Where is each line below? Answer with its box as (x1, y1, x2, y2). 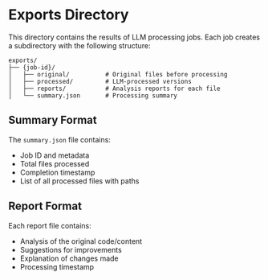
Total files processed (19, 159, 90, 168)
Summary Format (8, 113, 98, 127)
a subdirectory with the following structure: (8, 40, 151, 50)
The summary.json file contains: (8, 134, 111, 144)
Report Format (8, 200, 83, 213)
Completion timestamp (19, 167, 95, 177)
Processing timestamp (19, 261, 95, 271)
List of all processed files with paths (19, 175, 140, 186)
